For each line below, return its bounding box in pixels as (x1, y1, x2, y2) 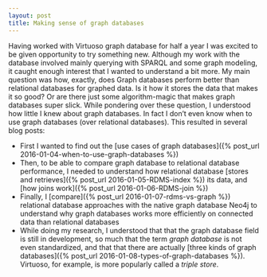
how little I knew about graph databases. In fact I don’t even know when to (8, 108, 253, 118)
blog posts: (8, 125, 45, 135)
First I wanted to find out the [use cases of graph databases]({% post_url (19, 141, 260, 150)
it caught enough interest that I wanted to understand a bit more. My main (8, 66, 250, 76)
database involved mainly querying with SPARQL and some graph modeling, (8, 57, 257, 68)
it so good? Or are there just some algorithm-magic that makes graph (8, 92, 235, 101)
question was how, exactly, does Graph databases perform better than (8, 75, 240, 84)
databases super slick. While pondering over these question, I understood (8, 100, 251, 110)
